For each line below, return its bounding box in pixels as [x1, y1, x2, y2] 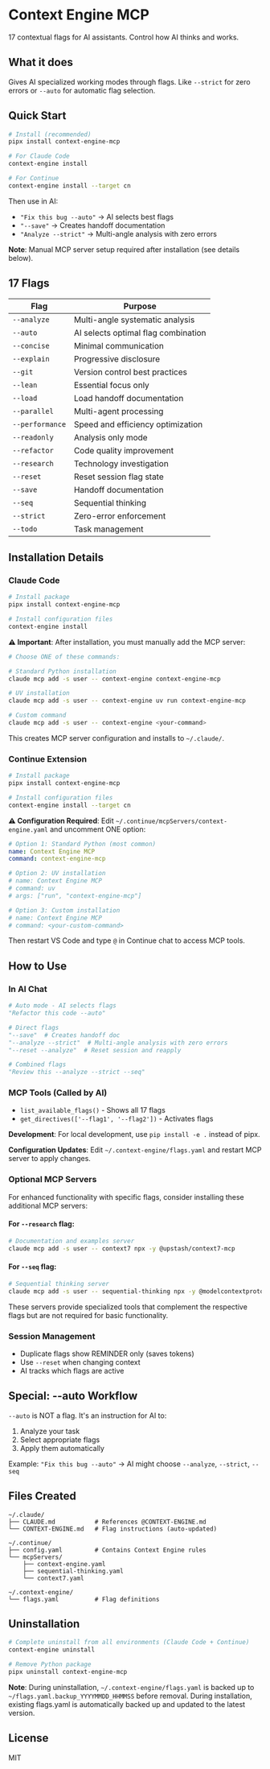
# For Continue [8, 175, 59, 183]
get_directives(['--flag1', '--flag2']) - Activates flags [19, 1114, 214, 1124]
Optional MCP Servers [8, 1174, 97, 1185]
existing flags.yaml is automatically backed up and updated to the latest [8, 1699, 246, 1709]
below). [8, 253, 34, 262]
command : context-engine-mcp [8, 855, 106, 863]
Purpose [123, 300, 157, 312]
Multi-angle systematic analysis [73, 314, 195, 325]
